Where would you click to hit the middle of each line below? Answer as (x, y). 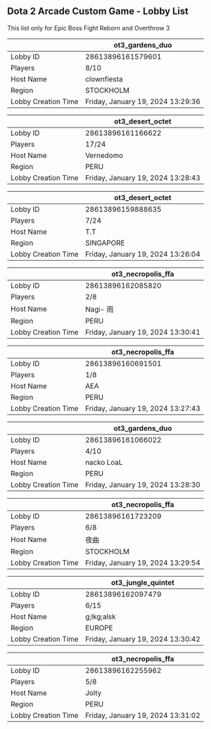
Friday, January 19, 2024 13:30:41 (143, 332)
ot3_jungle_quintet (143, 582)
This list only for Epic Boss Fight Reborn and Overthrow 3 (89, 28)
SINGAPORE (105, 243)
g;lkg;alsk (100, 617)
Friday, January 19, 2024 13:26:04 (143, 254)
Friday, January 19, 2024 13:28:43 (143, 177)
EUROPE (99, 628)
